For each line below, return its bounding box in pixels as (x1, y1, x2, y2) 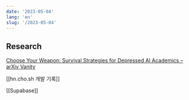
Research (6, 41, 43, 51)
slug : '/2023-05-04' (6, 19, 57, 25)
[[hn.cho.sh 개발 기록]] (6, 75, 60, 82)
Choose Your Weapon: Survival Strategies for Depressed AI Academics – (6, 57, 183, 64)
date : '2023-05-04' (6, 8, 54, 15)
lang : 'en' (6, 14, 33, 20)
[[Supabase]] (6, 87, 38, 94)
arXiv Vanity (6, 63, 36, 71)
